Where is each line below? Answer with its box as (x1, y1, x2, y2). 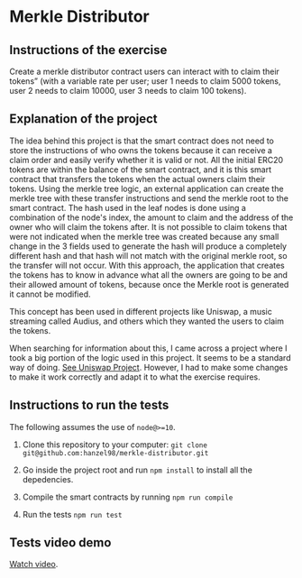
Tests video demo (9, 535, 112, 551)
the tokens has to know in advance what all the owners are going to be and (9, 269, 288, 280)
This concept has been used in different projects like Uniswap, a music (9, 306, 273, 317)
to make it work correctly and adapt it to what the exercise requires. (9, 372, 261, 382)
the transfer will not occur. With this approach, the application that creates (9, 260, 286, 271)
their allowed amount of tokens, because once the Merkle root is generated (9, 279, 289, 289)
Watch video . (9, 559, 59, 570)
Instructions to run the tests (9, 398, 169, 413)
